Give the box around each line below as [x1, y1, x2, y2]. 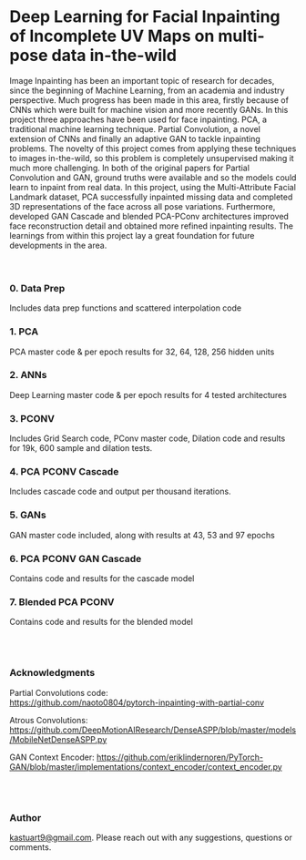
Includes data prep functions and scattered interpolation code [9, 302, 242, 313]
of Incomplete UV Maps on [9, 26, 215, 46]
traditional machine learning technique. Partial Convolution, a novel [9, 123, 261, 134]
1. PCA [9, 325, 39, 338]
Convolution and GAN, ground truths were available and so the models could [9, 171, 297, 183]
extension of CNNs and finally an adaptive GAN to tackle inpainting [9, 133, 261, 144]
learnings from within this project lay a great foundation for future [9, 230, 255, 241]
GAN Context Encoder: [9, 752, 96, 763]
